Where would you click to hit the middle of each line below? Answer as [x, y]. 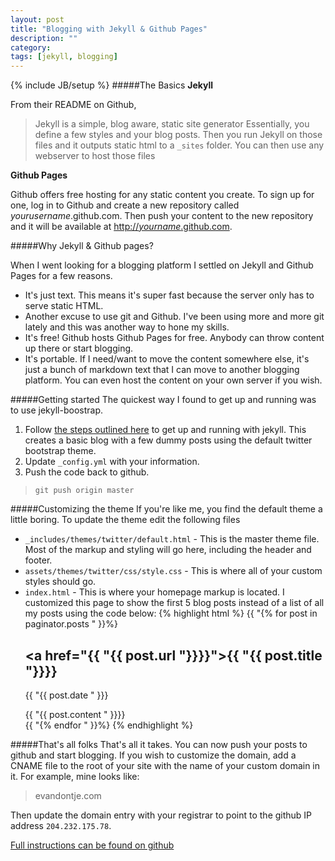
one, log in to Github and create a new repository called [125, 205]
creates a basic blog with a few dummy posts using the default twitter [168, 440]
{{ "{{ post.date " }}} [66, 695]
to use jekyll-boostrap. [57, 410]
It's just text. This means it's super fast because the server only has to [169, 295]
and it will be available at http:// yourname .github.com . [121, 227]
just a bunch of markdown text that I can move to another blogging [162, 370]
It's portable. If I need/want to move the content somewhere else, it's [167, 359]
